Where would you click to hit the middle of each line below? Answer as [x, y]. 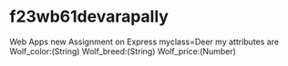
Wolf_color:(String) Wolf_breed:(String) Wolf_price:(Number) [123, 51]
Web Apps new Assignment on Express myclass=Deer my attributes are [144, 42]
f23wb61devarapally [89, 17]
